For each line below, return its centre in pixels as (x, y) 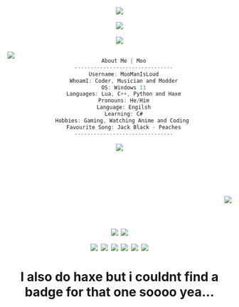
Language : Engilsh (124, 107)
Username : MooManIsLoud (124, 74)
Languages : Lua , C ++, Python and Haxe (124, 94)
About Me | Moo (124, 61)
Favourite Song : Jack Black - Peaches (124, 127)
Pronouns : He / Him (124, 101)
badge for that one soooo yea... (119, 292)
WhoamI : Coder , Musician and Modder (124, 81)
